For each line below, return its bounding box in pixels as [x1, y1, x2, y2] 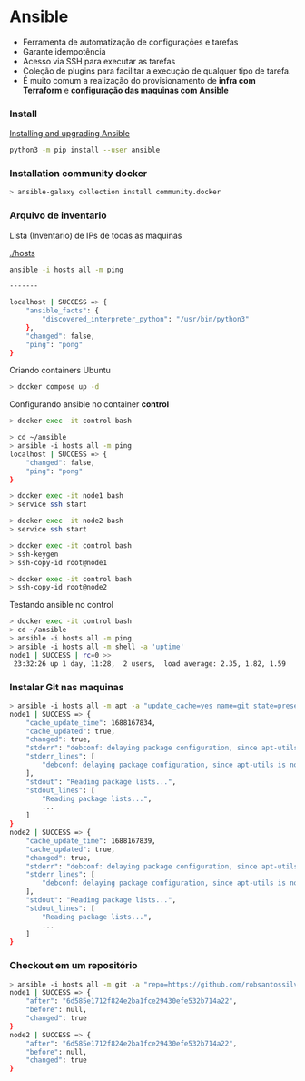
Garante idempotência [22, 45, 106, 56]
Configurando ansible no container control [9, 399, 170, 410]
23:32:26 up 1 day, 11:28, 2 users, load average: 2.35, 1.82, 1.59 [13, 659, 286, 669]
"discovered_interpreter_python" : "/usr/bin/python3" [42, 315, 250, 324]
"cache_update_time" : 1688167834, [25, 718, 156, 728]
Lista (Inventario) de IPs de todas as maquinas [9, 230, 182, 241]
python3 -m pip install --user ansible [9, 145, 161, 155]
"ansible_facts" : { [25, 306, 100, 315]
